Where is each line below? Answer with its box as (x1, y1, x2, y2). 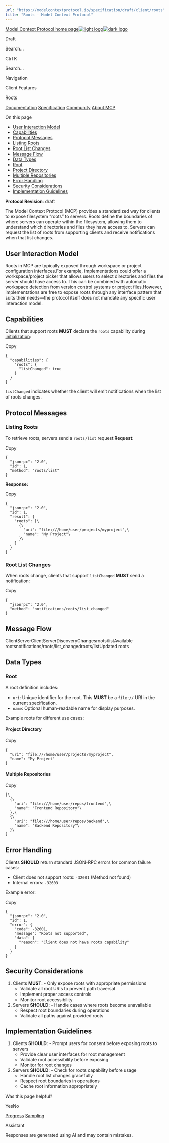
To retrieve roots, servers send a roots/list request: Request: (5, 435, 134, 441)
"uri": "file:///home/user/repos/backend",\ (14, 819, 109, 824)
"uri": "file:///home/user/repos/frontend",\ (14, 801, 112, 806)
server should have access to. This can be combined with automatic (5, 279, 147, 285)
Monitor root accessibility (20, 996, 73, 1003)
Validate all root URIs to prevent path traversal (20, 985, 115, 991)
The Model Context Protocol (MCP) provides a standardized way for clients (5, 208, 161, 214)
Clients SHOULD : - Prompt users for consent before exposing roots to (12, 1040, 157, 1047)
